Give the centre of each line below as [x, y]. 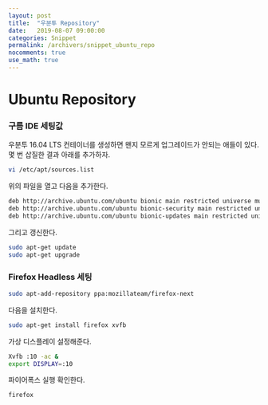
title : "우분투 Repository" [54, 23]
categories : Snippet [43, 38]
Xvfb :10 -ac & [33, 356]
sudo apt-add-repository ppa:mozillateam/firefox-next [101, 293]
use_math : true [33, 61]
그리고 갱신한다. [33, 232]
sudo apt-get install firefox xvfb [67, 325]
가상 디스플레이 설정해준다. [50, 341]
